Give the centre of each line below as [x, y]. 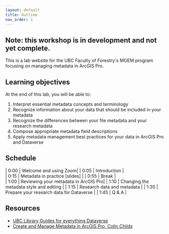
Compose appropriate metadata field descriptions [65, 131]
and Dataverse [28, 142]
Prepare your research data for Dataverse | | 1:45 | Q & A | [66, 192]
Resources [23, 208]
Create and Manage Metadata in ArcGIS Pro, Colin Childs [73, 226]
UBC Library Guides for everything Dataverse [60, 221]
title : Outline [21, 15]
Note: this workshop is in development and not [81, 40]
